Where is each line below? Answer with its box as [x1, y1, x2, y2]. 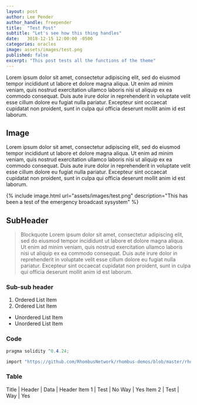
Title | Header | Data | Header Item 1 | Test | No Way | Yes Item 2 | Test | [6, 386, 179, 393]
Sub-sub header [6, 283, 54, 291]
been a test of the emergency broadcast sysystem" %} [6, 199, 139, 206]
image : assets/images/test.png [6, 47, 83, 53]
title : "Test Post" [6, 25, 57, 31]
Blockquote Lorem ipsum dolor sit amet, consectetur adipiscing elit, [20, 231, 184, 238]
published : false [6, 52, 49, 58]
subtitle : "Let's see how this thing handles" [6, 30, 122, 36]
